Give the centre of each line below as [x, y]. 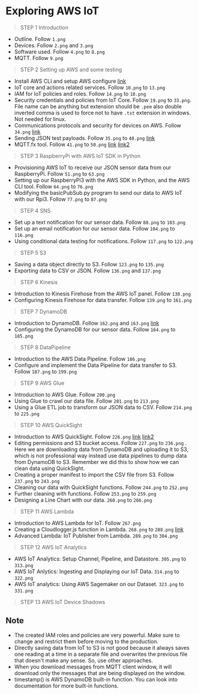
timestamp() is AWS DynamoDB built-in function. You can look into [96, 679]
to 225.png [27, 413]
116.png [24, 235]
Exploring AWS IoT [52, 11]
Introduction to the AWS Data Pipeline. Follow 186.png [80, 359]
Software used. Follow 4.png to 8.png [60, 51]
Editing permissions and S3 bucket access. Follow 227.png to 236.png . [100, 443]
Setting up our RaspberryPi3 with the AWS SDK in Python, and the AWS [102, 180]
